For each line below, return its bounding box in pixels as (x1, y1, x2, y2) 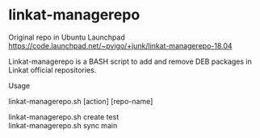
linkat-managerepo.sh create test (8, 111, 120, 122)
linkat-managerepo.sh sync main (8, 120, 118, 130)
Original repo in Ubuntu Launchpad (8, 32, 125, 42)
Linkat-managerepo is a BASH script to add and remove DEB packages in (8, 56, 253, 66)
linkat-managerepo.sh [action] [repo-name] (8, 96, 153, 106)
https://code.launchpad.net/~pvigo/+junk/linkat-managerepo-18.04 (8, 40, 233, 50)
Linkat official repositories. (8, 65, 97, 74)
